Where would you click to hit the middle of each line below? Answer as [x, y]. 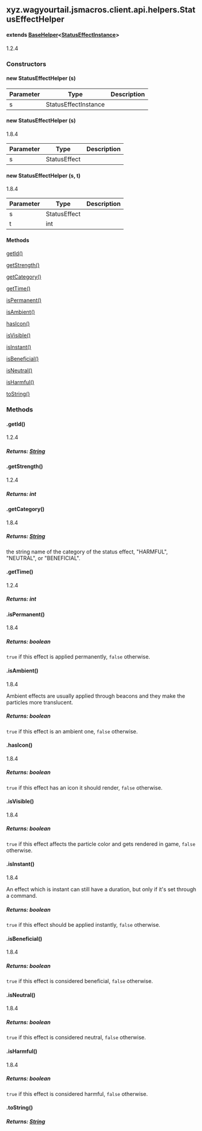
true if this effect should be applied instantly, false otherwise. [84, 925]
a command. [22, 896]
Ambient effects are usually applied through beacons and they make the [96, 696]
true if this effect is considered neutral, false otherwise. [76, 1037]
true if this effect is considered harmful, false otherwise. [77, 1094]
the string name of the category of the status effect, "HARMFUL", [87, 552]
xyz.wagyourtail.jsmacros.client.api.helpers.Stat [101, 10]
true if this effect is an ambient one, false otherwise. [72, 731]
